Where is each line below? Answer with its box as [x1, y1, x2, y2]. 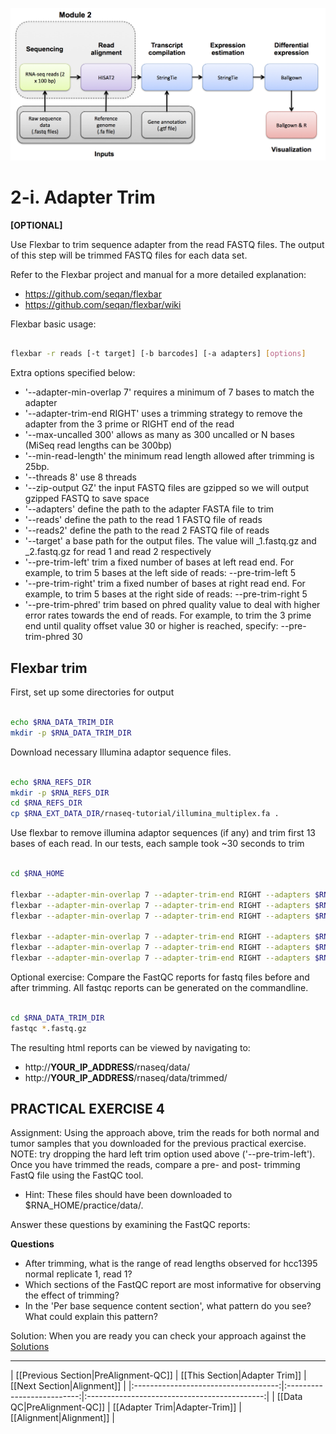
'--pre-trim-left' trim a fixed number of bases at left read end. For [24, 556, 295, 568]
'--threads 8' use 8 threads [24, 471, 138, 483]
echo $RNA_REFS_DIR [10, 777, 92, 787]
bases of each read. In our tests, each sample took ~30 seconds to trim [10, 838, 305, 850]
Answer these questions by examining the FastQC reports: [10, 1219, 251, 1231]
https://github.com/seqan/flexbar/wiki [24, 298, 182, 310]
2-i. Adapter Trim [10, 186, 156, 208]
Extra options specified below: [10, 367, 136, 379]
